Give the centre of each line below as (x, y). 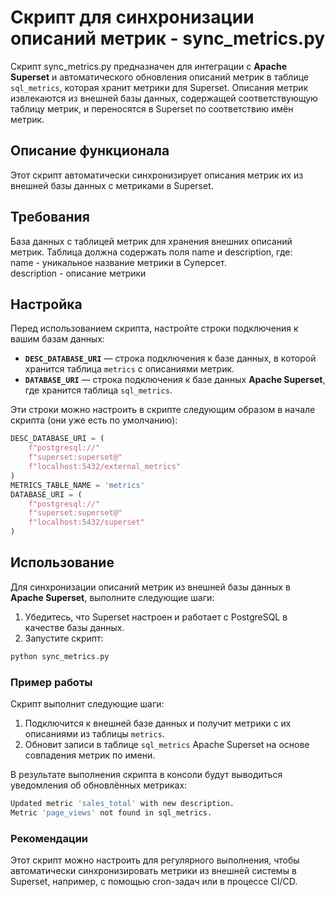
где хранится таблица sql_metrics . (98, 390)
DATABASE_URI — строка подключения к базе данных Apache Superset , (175, 380)
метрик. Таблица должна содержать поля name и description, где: (151, 252)
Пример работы (51, 682)
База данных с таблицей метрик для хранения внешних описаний (151, 241)
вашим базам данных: (57, 339)
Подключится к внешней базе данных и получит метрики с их (158, 723)
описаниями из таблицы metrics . (94, 733)
